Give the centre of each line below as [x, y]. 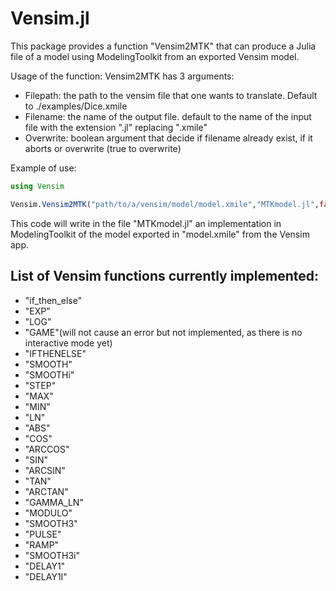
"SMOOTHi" [49, 374]
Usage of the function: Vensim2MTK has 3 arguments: [122, 76]
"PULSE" [43, 534]
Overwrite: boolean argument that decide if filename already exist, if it [168, 138]
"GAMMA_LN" [54, 502]
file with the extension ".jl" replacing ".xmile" [116, 127]
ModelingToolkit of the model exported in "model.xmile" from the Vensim [160, 234]
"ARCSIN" [45, 470]
